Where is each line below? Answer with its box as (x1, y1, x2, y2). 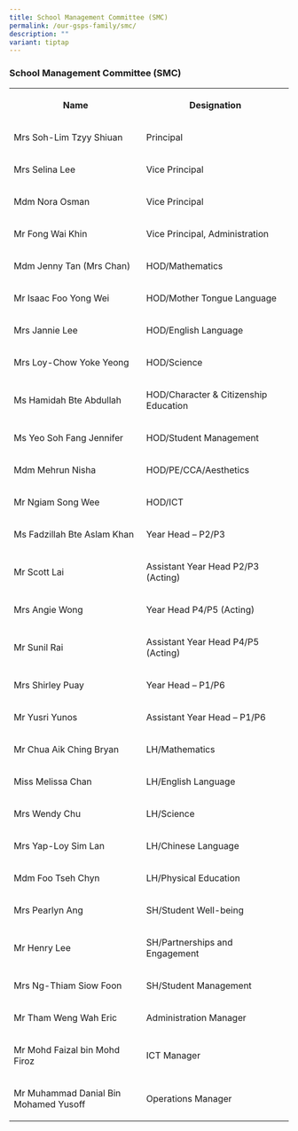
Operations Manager (145, 1092, 232, 1104)
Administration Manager (145, 1011, 247, 1024)
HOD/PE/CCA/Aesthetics (145, 463, 250, 475)
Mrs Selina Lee (13, 163, 75, 176)
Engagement (145, 946, 200, 959)
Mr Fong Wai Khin (13, 227, 88, 240)
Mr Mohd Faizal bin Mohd (13, 1043, 121, 1056)
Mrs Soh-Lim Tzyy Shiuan (13, 130, 123, 143)
